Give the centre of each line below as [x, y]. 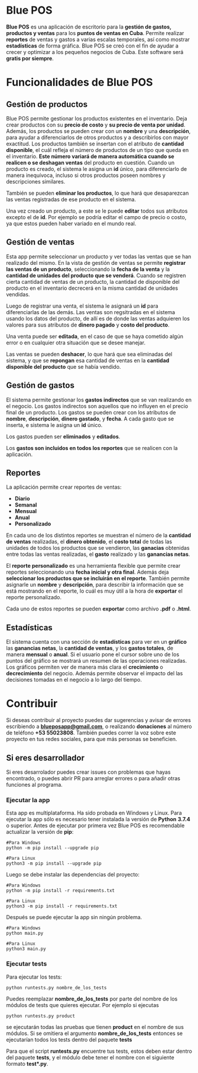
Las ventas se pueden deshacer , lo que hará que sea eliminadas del [89, 354]
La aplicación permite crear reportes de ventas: [64, 487]
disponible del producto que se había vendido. [64, 366]
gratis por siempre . [30, 58]
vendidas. [18, 294]
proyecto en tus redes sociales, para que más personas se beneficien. [92, 739]
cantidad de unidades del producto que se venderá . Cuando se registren [96, 275]
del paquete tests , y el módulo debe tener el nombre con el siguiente [90, 1057]
